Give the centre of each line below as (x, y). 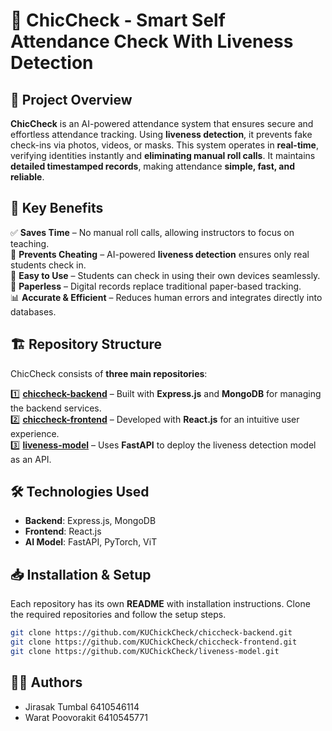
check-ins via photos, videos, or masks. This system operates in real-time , (164, 145)
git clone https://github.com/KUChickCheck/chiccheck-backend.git (151, 633)
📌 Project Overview (71, 99)
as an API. (31, 459)
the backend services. (56, 408)
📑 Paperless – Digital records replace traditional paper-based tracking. (156, 286)
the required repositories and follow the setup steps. (118, 615)
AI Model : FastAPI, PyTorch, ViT (91, 542)
